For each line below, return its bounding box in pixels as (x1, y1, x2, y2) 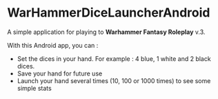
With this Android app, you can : (7, 41, 99, 49)
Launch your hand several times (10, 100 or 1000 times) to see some (17, 76, 211, 84)
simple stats (17, 84, 52, 92)
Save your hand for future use (17, 69, 103, 78)
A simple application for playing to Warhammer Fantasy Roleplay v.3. (7, 28, 206, 36)
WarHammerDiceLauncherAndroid (7, 5, 210, 21)
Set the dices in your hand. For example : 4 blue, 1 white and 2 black (17, 54, 212, 63)
